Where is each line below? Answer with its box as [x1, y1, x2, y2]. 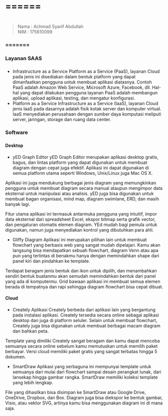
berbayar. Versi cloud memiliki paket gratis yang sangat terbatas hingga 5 [5, 348, 157, 354]
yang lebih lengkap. [12, 379, 54, 385]
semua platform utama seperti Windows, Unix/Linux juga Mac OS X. [12, 170, 153, 176]
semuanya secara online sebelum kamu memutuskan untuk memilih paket [5, 343, 158, 349]
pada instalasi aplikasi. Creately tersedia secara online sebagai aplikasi [12, 312, 159, 318]
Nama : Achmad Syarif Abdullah [17, 24, 84, 30]
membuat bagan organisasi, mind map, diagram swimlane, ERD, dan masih [5, 195, 159, 201]
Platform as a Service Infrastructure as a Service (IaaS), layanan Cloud [12, 100, 158, 107]
